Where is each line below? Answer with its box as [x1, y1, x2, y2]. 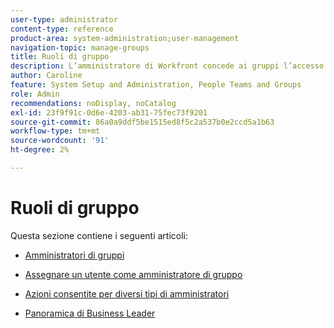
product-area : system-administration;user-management [10, 33, 240, 43]
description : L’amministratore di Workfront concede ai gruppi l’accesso [10, 61, 325, 71]
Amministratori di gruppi [24, 249, 125, 261]
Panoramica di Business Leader [24, 307, 156, 319]
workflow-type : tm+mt [10, 126, 101, 136]
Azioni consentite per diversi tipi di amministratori [24, 287, 230, 300]
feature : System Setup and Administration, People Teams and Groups [10, 80, 302, 90]
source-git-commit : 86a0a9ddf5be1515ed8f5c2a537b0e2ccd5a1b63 [10, 117, 275, 127]
